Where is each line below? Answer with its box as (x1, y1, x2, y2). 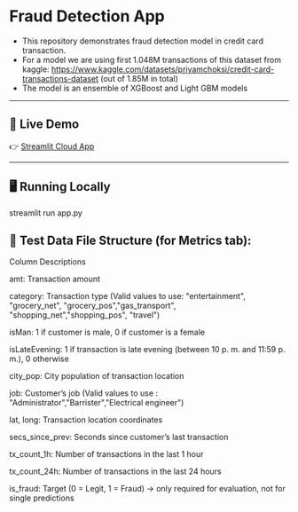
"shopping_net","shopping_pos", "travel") (9, 310, 161, 320)
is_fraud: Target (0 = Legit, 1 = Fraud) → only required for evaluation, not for (9, 484, 286, 494)
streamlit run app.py (9, 207, 82, 218)
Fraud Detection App (9, 6, 166, 27)
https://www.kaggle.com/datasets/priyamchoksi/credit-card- (51, 64, 275, 75)
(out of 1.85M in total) (100, 73, 179, 83)
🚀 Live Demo (9, 117, 80, 132)
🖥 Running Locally (9, 179, 111, 194)
